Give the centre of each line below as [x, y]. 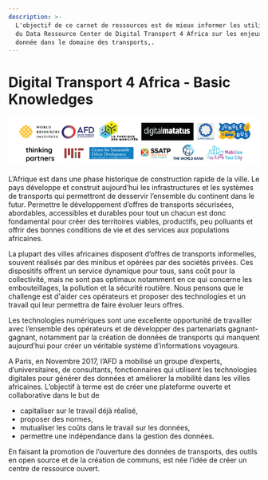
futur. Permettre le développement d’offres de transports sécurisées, [121, 204]
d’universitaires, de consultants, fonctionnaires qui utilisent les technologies [133, 369]
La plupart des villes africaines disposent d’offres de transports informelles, [132, 254]
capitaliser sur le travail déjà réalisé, [79, 411]
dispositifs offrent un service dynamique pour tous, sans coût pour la [122, 271]
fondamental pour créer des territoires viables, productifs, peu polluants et [131, 221]
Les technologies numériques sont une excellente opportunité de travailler [130, 320]
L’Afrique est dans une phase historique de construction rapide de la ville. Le [134, 179]
